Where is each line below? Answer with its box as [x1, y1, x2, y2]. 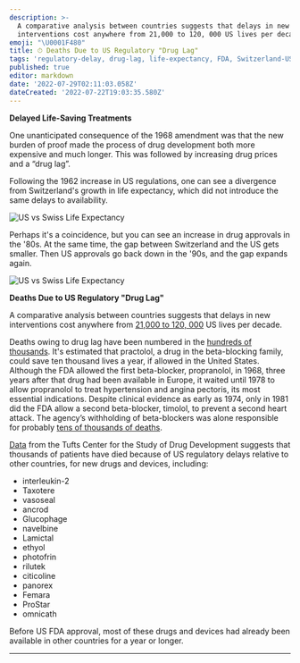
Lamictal [21, 533, 54, 543]
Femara [21, 589, 51, 600]
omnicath [21, 608, 57, 619]
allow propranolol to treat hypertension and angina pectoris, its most [9, 383, 261, 394]
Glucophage [21, 513, 68, 524]
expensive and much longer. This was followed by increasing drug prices [9, 148, 279, 159]
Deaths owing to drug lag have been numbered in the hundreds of [9, 336, 253, 347]
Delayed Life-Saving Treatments [9, 113, 132, 123]
